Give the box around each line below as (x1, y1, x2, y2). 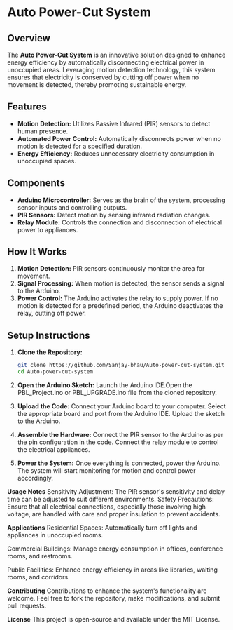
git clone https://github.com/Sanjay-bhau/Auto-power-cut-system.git (17, 362, 225, 369)
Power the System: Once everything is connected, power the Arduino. (17, 459, 222, 467)
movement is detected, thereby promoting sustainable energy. (7, 81, 187, 88)
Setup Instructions (7, 329, 90, 341)
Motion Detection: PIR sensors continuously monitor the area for (17, 264, 205, 273)
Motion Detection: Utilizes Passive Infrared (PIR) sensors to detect (17, 119, 211, 128)
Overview (7, 32, 51, 44)
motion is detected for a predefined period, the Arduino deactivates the (17, 302, 223, 310)
